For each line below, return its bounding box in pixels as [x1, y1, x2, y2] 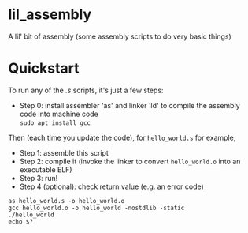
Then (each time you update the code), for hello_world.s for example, [8, 133, 236, 142]
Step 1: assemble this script [19, 148, 109, 157]
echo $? [8, 217, 34, 226]
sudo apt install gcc [19, 118, 91, 127]
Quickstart [8, 59, 80, 77]
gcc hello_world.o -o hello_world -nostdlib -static [8, 204, 185, 212]
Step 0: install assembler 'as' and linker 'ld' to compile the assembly [19, 100, 240, 110]
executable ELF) [19, 164, 72, 175]
